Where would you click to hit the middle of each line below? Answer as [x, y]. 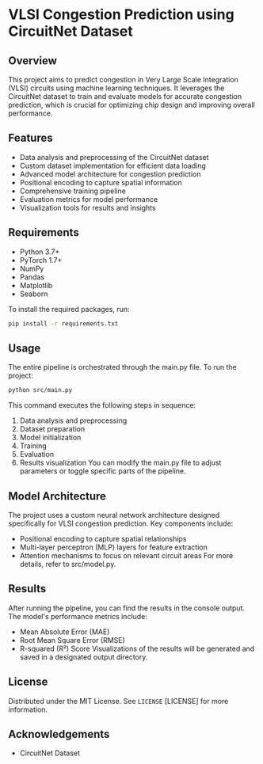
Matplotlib [36, 285]
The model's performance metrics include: [78, 616]
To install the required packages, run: [69, 309]
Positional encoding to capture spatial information [101, 182]
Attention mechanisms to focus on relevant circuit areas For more [126, 555]
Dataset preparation [52, 429]
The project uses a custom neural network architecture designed [114, 515]
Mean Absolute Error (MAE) [65, 632]
